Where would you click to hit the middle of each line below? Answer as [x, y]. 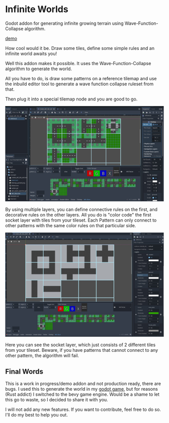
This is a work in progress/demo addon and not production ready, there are [83, 384]
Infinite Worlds [37, 9]
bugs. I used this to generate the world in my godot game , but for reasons [82, 389]
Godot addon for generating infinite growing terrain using [64, 23]
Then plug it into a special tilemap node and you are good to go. [71, 99]
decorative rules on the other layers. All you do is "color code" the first [78, 215]
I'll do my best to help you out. [36, 415]
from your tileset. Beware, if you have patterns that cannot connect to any [82, 350]
